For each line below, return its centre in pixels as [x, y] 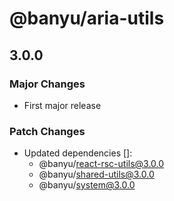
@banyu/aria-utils [87, 18]
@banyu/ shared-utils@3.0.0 [96, 174]
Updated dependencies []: [78, 153]
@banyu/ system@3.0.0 [87, 185]
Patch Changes [47, 131]
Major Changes [47, 84]
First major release [62, 105]
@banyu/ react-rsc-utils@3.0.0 [101, 164]
